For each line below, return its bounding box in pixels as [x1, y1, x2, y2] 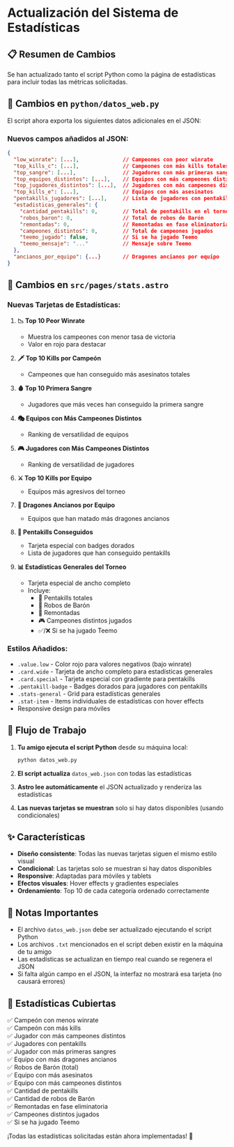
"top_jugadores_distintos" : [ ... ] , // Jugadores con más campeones [13, 182, 217, 189]
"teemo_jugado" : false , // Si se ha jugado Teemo [19, 234, 198, 241]
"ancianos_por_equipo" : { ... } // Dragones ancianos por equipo [13, 253, 219, 261]
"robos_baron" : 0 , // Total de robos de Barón [19, 214, 204, 221]
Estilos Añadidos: [7, 644, 68, 653]
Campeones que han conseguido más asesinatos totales [27, 370, 190, 378]
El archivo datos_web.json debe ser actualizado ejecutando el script [17, 925, 212, 934]
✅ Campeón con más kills [7, 1024, 81, 1032]
